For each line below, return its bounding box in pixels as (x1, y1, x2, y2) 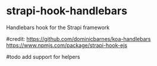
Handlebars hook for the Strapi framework (6, 24, 110, 31)
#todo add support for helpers (6, 53, 80, 60)
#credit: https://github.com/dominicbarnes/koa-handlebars (6, 35, 151, 42)
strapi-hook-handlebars (6, 4, 128, 18)
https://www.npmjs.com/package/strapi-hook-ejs (6, 42, 128, 49)
